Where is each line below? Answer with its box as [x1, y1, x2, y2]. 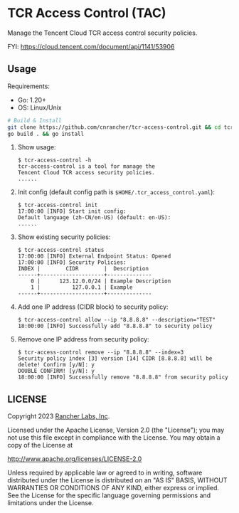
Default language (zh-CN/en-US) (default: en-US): [17, 214, 171, 221]
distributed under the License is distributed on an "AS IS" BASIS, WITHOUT [7, 476, 228, 485]
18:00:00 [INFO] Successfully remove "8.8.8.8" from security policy [17, 374, 229, 381]
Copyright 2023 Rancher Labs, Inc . [7, 412, 110, 421]
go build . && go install [7, 130, 84, 137]
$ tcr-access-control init [17, 201, 98, 209]
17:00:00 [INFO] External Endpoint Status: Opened [17, 253, 171, 260]
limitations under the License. [7, 499, 94, 507]
